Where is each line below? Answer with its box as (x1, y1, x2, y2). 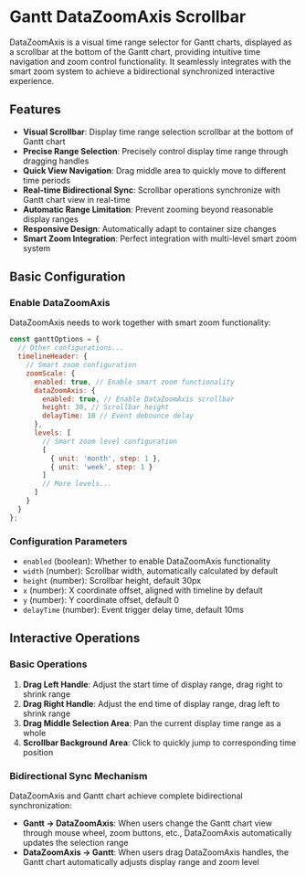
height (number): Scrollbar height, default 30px (22, 575, 202, 586)
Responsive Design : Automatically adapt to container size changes (22, 223, 277, 234)
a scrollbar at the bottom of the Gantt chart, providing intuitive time (9, 46, 261, 57)
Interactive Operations (9, 630, 141, 646)
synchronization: (9, 799, 73, 810)
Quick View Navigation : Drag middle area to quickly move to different (22, 164, 286, 175)
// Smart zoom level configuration (42, 437, 178, 446)
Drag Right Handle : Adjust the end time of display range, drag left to (22, 698, 280, 709)
